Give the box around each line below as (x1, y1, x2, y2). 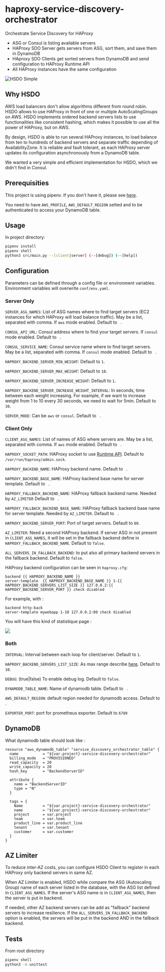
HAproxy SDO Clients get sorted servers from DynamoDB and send (12, 55, 149, 61)
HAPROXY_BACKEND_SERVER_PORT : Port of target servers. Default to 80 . (5, 520, 140, 526)
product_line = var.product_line (14, 821, 83, 826)
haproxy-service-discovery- (5, 3, 125, 15)
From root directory (5, 948, 45, 954)
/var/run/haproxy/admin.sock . (5, 456, 66, 462)
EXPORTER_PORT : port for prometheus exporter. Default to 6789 (5, 710, 128, 716)
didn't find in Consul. (5, 164, 48, 170)
